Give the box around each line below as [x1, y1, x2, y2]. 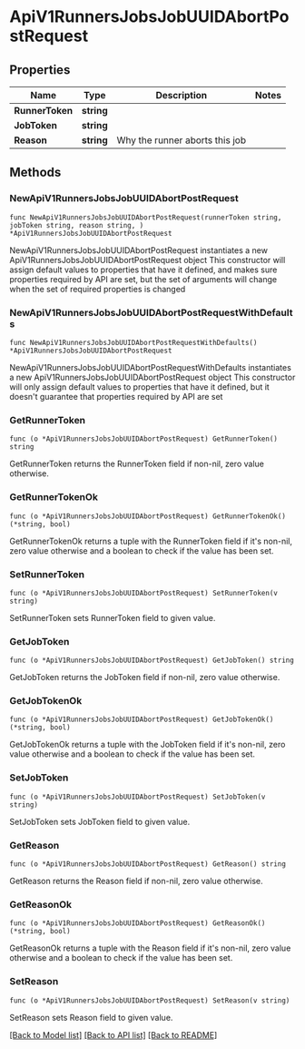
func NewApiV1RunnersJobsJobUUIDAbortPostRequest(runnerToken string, [9, 212, 282, 222]
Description [155, 89, 208, 101]
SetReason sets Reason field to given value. [9, 1012, 173, 1023]
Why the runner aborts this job [116, 134, 247, 147]
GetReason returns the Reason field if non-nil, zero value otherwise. [9, 876, 263, 887]
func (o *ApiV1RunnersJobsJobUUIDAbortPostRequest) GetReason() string [9, 860, 286, 869]
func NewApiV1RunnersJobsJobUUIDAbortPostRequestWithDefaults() [9, 338, 258, 347]
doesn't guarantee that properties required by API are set [9, 391, 223, 402]
